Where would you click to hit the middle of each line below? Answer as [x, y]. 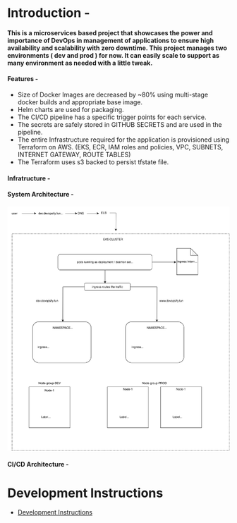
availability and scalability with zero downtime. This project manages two [117, 48]
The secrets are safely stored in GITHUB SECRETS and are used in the [120, 124]
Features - [23, 79]
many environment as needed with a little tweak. [80, 63]
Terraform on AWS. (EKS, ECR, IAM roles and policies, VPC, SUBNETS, [120, 147]
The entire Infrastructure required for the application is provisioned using [123, 140]
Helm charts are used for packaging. [71, 109]
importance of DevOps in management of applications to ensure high [111, 40]
